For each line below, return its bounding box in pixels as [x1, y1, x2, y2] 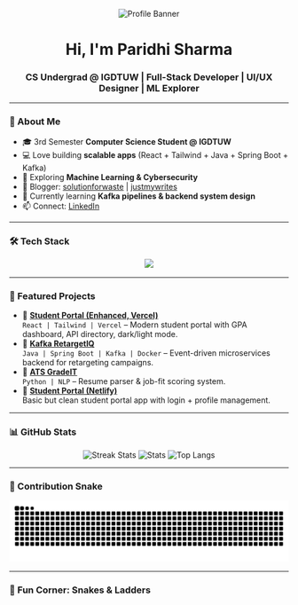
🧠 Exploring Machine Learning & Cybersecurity [21, 171, 198, 182]
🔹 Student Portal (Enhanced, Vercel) [21, 310, 159, 321]
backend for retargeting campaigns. [21, 357, 153, 368]
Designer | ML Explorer [98, 82, 200, 95]
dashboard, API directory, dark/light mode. [21, 329, 178, 340]
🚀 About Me [9, 115, 61, 128]
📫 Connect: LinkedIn [21, 200, 100, 211]
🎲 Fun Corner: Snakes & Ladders [9, 584, 151, 596]
